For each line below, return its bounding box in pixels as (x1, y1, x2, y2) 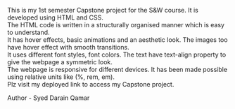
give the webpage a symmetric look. (7, 58, 113, 66)
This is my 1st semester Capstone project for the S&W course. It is (7, 6, 198, 14)
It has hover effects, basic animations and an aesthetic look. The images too (7, 36, 228, 44)
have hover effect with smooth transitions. (7, 43, 129, 51)
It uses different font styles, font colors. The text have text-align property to (7, 50, 227, 59)
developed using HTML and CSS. (7, 13, 103, 22)
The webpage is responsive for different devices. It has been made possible (7, 66, 227, 73)
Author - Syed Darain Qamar (7, 94, 90, 102)
